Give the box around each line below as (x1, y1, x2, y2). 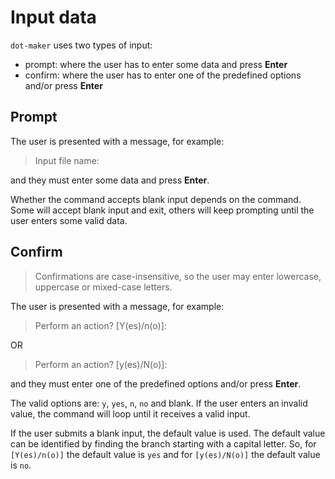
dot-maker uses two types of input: (10, 39, 153, 51)
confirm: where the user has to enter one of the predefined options (24, 69, 302, 81)
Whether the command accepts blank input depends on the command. (10, 193, 302, 205)
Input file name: (34, 154, 100, 166)
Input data (10, 6, 97, 29)
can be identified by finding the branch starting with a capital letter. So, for (10, 437, 317, 450)
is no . (10, 459, 32, 471)
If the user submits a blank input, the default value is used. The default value (10, 427, 326, 439)
